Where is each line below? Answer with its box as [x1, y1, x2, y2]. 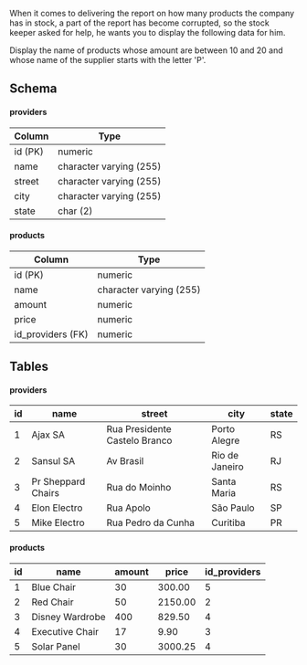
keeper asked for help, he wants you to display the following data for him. [9, 27, 286, 37]
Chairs [31, 487, 59, 500]
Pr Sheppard [31, 475, 86, 488]
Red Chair [31, 596, 74, 608]
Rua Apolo [106, 501, 151, 514]
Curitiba [211, 516, 246, 529]
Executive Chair [31, 625, 99, 638]
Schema [9, 81, 58, 97]
